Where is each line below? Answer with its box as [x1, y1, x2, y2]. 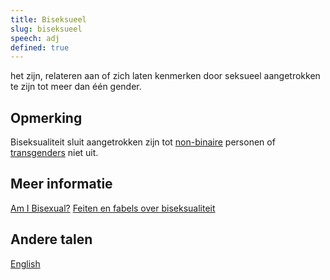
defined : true [10, 42, 70, 53]
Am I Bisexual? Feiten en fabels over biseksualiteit [10, 202, 216, 214]
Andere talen [10, 231, 93, 248]
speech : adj [10, 33, 60, 43]
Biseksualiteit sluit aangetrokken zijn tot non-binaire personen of [10, 136, 276, 148]
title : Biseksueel [10, 14, 87, 25]
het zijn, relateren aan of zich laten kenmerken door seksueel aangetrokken [10, 70, 321, 82]
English [10, 257, 41, 270]
